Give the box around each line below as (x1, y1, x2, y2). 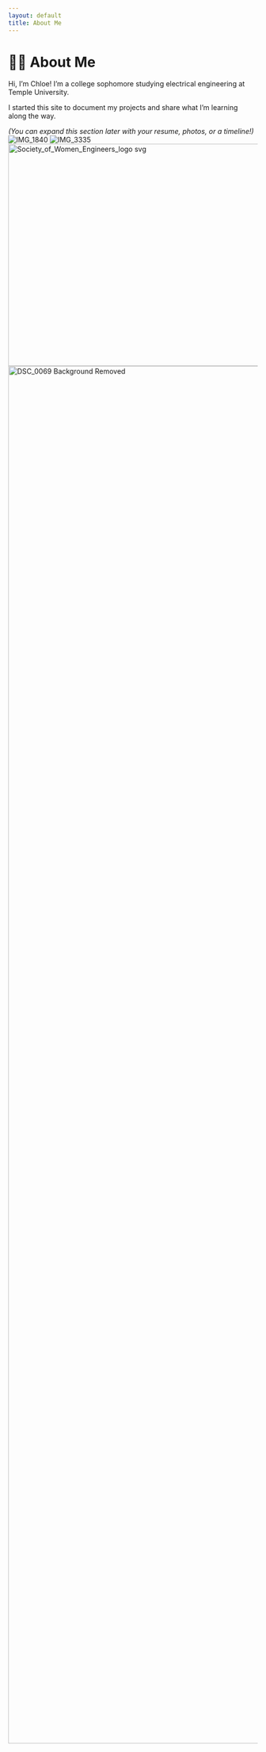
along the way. (8, 112, 56, 121)
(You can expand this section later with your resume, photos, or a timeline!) (8, 127, 255, 136)
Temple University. (8, 88, 70, 97)
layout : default (8, 11, 62, 20)
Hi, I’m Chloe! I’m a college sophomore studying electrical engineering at (8, 79, 245, 89)
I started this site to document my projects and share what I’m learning (8, 103, 238, 112)
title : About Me (8, 19, 62, 27)
